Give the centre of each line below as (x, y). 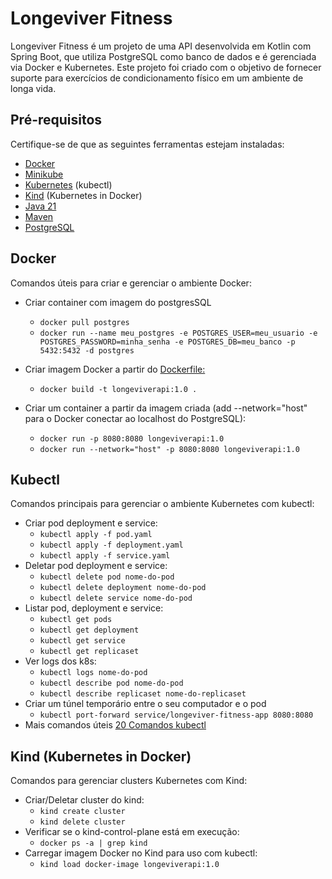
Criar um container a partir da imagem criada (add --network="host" (166, 408)
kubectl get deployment (89, 630)
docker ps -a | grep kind (93, 843)
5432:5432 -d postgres (87, 350)
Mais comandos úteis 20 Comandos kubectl (115, 725)
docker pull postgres (84, 322)
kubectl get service (82, 641)
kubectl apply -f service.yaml (105, 556)
